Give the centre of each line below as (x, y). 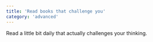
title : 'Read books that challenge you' (56, 11)
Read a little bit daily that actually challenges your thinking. (77, 33)
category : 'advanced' (32, 17)
